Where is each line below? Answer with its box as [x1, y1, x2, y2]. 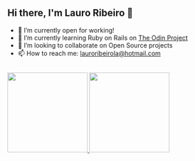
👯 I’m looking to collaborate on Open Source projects [17, 40, 173, 50]
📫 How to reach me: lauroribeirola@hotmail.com [17, 49, 162, 57]
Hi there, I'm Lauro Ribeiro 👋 [7, 7, 134, 19]
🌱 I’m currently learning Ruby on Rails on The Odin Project [17, 33, 189, 42]
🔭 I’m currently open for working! [17, 26, 115, 34]
